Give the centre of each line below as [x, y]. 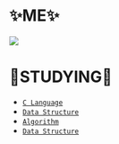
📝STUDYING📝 [61, 77]
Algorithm [41, 121]
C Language [42, 103]
